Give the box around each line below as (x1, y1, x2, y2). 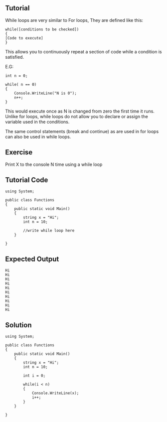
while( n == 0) (5, 82, 37, 87)
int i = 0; (23, 373, 46, 378)
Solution (5, 321, 32, 329)
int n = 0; (5, 73, 28, 78)
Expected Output (5, 255, 59, 263)
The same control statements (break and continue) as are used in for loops (5, 128, 159, 134)
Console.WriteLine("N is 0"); (14, 91, 77, 96)
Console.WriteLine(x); (31, 391, 79, 396)
